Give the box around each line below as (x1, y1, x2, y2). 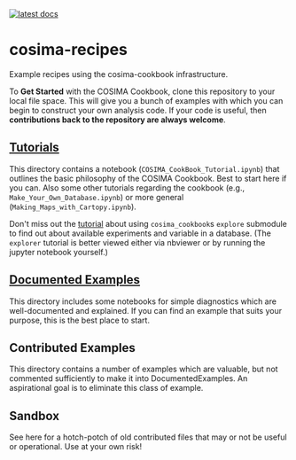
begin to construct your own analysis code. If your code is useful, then (9, 105, 268, 115)
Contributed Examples (9, 340, 136, 355)
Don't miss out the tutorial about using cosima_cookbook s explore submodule (9, 218, 288, 229)
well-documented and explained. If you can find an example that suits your (9, 305, 282, 316)
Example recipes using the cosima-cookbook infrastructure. (9, 68, 229, 79)
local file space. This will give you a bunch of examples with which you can (9, 95, 284, 105)
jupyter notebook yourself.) (9, 246, 109, 257)
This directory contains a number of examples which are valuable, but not (9, 363, 278, 375)
